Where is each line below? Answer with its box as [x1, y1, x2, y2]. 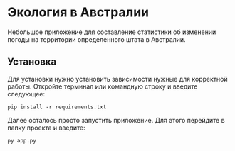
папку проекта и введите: [7, 123, 85, 132]
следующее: [7, 89, 46, 98]
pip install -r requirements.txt [7, 104, 107, 111]
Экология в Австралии [7, 4, 150, 21]
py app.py [7, 137, 37, 144]
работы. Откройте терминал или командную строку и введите [7, 82, 198, 91]
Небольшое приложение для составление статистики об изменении [7, 28, 216, 36]
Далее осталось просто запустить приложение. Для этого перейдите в [7, 116, 226, 124]
